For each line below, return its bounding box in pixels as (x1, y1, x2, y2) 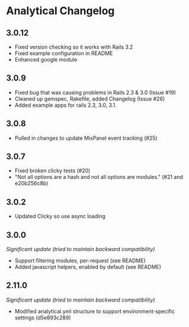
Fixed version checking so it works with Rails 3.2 (14, 43, 133, 50)
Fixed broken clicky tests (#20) (14, 167, 90, 174)
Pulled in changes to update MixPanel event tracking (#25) (14, 134, 158, 142)
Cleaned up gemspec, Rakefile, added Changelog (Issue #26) (14, 95, 165, 102)
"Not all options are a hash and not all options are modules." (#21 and (14, 174, 183, 181)
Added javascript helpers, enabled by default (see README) (14, 264, 161, 271)
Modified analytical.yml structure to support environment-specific (14, 307, 175, 315)
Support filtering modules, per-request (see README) (14, 257, 146, 264)
